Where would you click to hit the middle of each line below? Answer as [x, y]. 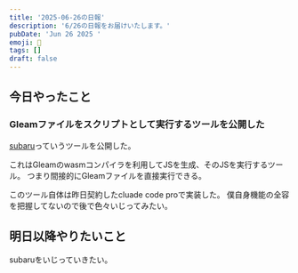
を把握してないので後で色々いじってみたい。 [91, 205]
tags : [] [25, 51]
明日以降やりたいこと [68, 237]
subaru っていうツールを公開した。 [72, 145]
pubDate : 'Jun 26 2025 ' [55, 34]
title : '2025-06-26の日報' [57, 17]
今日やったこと [50, 97]
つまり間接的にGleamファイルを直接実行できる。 [116, 175]
